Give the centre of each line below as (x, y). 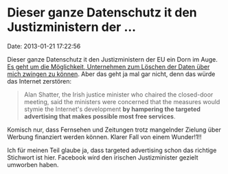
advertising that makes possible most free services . (100, 116)
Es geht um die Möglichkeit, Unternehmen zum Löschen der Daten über (109, 66)
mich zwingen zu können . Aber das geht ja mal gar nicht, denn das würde (111, 74)
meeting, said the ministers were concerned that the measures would (122, 101)
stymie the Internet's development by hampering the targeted (112, 109)
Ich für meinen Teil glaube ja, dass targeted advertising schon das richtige (112, 150)
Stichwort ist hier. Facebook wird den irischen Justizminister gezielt (103, 157)
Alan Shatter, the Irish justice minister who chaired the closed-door (118, 95)
